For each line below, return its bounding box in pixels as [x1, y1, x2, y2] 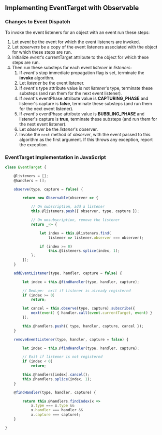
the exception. [19, 141, 48, 147]
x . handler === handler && [30, 408, 83, 413]
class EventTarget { [5, 165, 47, 170]
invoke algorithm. [19, 75, 55, 80]
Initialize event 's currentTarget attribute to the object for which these [12, 54, 149, 60]
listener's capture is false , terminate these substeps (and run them [19, 100, 152, 106]
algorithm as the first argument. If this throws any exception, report [19, 137, 153, 142]
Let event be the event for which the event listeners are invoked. [12, 39, 140, 45]
